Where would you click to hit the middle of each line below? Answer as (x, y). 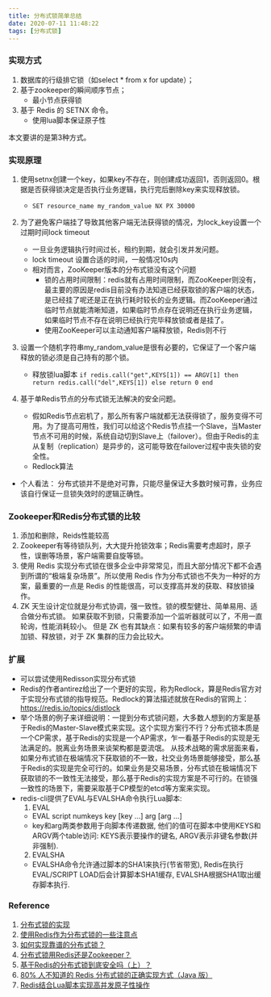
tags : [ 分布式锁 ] (35, 31)
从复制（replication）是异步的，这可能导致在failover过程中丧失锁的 (143, 446)
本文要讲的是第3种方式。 (50, 137)
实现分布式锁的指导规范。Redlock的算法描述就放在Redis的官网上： (138, 698)
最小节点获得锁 (57, 100)
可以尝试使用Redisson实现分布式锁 (78, 678)
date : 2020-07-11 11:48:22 (54, 23)
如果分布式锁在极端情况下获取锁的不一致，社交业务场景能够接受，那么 (137, 758)
